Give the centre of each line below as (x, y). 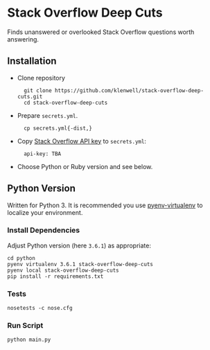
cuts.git (30, 96)
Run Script (25, 326)
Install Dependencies (44, 230)
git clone (38, 90)
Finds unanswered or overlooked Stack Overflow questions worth (101, 32)
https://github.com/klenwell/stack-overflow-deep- (129, 90)
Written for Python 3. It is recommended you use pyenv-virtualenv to (105, 205)
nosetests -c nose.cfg (40, 308)
